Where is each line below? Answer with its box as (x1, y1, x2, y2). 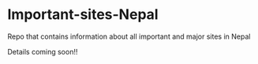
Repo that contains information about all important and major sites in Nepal (7, 32, 251, 41)
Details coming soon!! (7, 47, 78, 56)
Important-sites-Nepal (7, 6, 159, 24)
